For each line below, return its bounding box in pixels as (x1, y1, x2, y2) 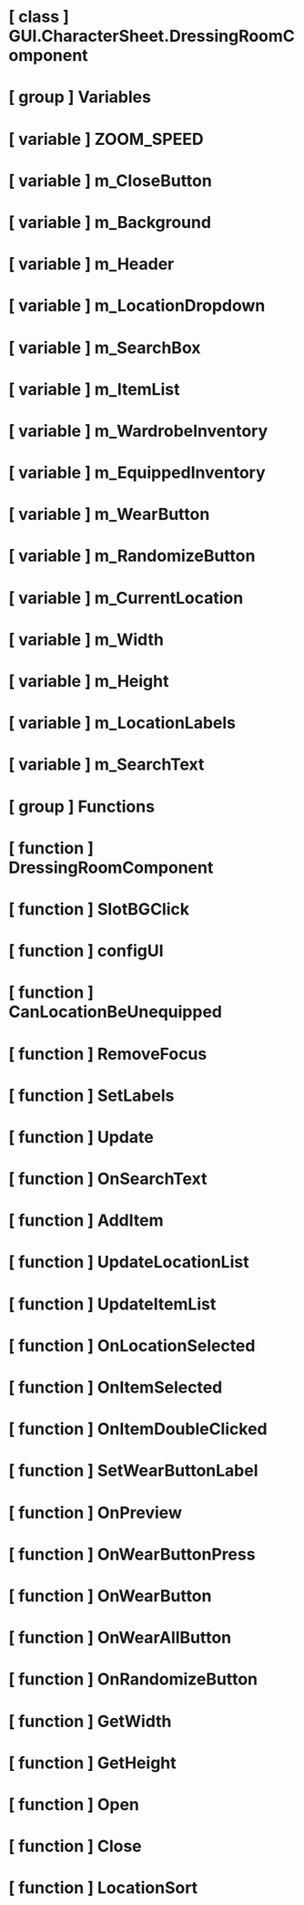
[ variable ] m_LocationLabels (8, 713, 237, 733)
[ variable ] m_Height (8, 671, 169, 691)
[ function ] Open (8, 1794, 140, 1815)
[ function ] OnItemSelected (8, 1377, 223, 1397)
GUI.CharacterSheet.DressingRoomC (8, 26, 295, 47)
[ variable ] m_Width (8, 629, 165, 649)
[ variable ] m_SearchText (8, 754, 205, 775)
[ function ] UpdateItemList (8, 1293, 217, 1314)
